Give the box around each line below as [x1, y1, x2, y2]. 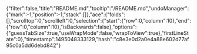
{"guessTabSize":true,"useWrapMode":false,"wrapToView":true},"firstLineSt [6, 30, 189, 37]
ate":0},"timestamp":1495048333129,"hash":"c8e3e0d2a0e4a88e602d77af [6, 36, 189, 42]
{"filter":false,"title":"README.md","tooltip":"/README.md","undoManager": [6, 5, 189, 12]
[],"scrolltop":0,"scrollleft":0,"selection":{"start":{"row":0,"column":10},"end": [6, 17, 192, 24]
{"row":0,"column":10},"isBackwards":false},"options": [6, 23, 137, 30]
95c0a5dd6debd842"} [6, 42, 61, 49]
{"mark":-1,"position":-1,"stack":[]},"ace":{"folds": [6, 11, 126, 18]
